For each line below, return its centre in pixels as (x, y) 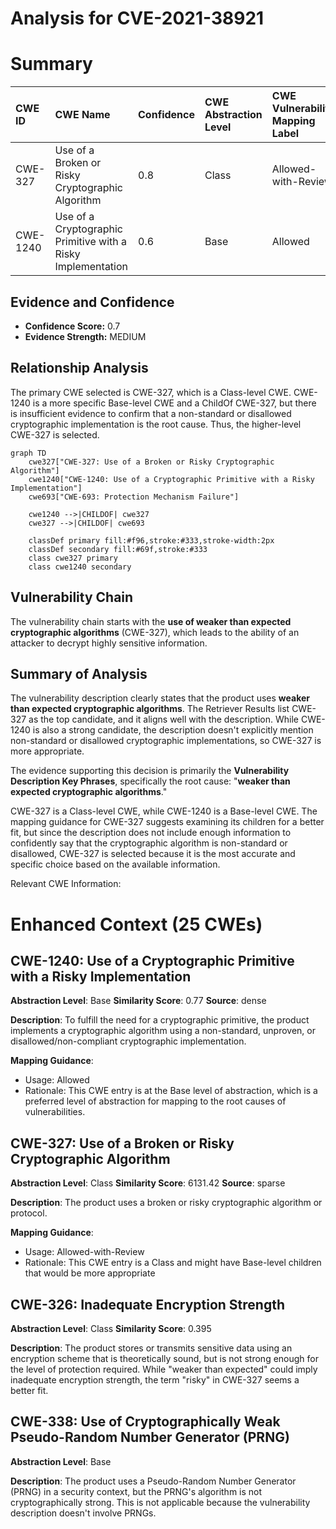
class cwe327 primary (73, 558)
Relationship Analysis (79, 368)
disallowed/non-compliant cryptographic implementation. (128, 1041)
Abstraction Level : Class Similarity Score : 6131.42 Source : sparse (148, 1183)
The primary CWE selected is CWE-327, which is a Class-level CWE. (151, 392)
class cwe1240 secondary (80, 567)
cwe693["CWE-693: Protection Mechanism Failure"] (134, 497)
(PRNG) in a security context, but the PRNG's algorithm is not (136, 1491)
